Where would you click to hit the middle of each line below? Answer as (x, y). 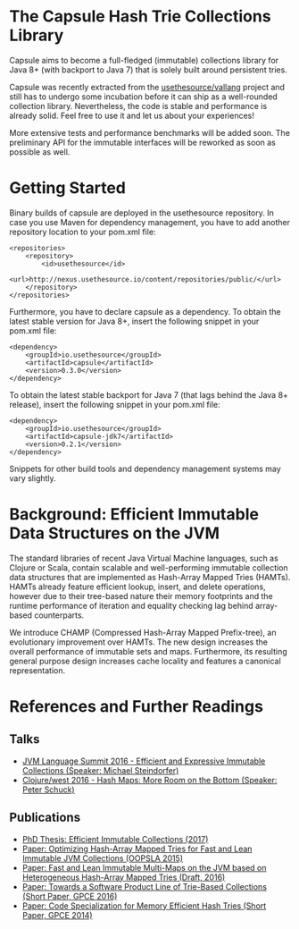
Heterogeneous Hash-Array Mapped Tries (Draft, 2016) (124, 877)
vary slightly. (33, 478)
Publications (45, 818)
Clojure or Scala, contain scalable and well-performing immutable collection (149, 567)
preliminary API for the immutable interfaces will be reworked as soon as (143, 142)
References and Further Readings (136, 706)
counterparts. (59, 615)
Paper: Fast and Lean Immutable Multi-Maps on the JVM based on (144, 867)
